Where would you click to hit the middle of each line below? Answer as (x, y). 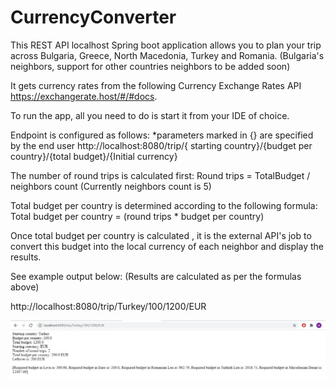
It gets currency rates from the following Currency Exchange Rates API (156, 85)
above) (25, 287)
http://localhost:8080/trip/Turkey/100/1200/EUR (108, 306)
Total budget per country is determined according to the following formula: (164, 205)
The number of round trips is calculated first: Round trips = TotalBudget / (160, 175)
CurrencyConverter (93, 17)
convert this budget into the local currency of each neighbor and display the (167, 246)
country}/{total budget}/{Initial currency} (94, 156)
